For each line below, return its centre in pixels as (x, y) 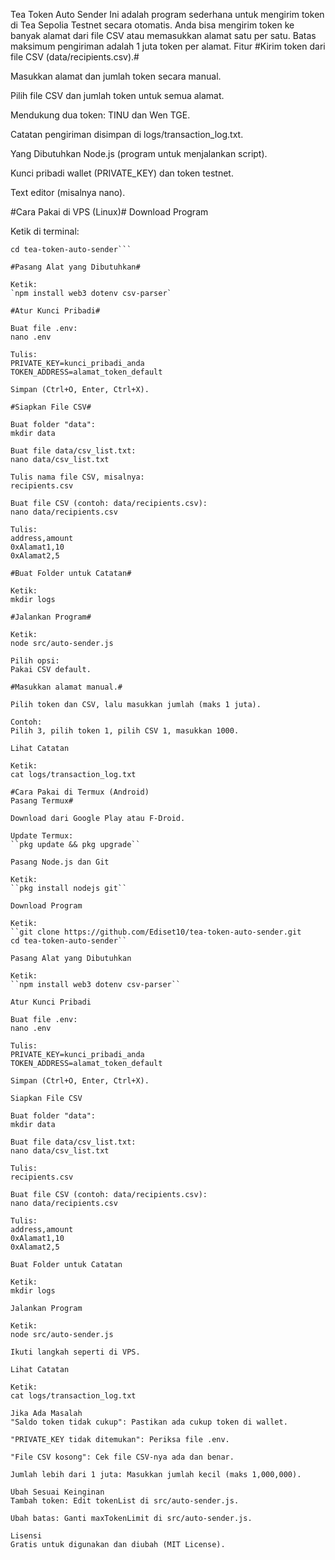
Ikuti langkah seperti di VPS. (75, 1352)
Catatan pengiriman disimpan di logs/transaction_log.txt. (127, 134)
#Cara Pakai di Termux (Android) (80, 792)
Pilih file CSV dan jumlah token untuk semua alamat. (117, 95)
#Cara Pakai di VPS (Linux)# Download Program (109, 212)
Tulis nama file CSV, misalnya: (77, 477)
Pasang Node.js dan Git (60, 862)
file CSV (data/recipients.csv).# (75, 57)
